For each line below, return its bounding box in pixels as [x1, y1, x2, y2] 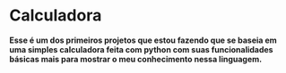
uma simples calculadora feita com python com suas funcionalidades [9, 44, 273, 54]
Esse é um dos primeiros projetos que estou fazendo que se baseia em [9, 35, 278, 45]
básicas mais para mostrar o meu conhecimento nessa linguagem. [9, 53, 263, 64]
